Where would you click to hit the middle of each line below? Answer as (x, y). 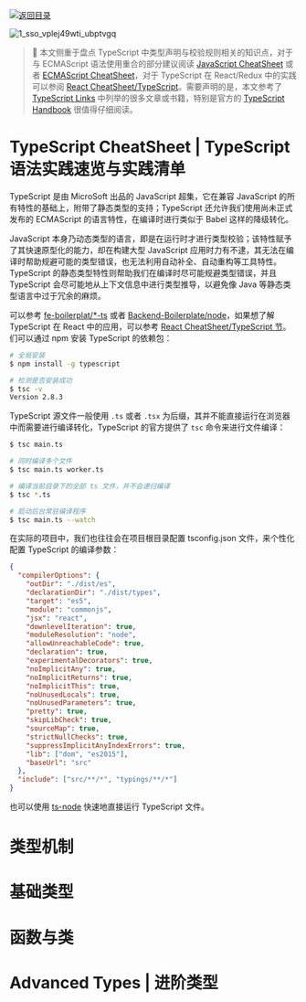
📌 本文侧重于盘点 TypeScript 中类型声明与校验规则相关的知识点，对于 (163, 52)
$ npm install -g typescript (65, 364)
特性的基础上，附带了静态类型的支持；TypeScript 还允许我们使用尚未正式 (155, 208)
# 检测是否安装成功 (41, 380)
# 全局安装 (27, 355)
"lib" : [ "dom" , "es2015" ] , (77, 754)
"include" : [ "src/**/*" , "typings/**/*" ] (98, 780)
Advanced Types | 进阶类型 (114, 982)
